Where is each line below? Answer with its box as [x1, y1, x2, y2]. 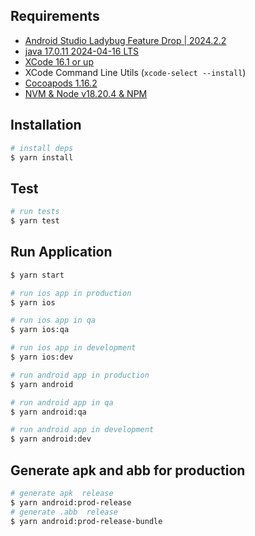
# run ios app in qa [10, 315, 97, 326]
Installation [10, 117, 82, 134]
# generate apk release [10, 488, 114, 498]
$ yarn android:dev [10, 434, 92, 444]
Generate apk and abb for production [10, 462, 246, 479]
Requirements [10, 8, 100, 25]
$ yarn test [10, 216, 60, 226]
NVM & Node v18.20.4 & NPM [24, 87, 148, 99]
